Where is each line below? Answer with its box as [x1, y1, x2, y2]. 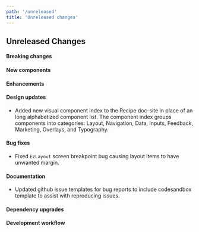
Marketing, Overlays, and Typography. [14, 126, 109, 133]
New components [6, 67, 51, 74]
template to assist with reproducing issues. [14, 192, 120, 199]
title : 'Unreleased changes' [6, 14, 78, 20]
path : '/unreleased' [6, 8, 58, 15]
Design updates [6, 93, 46, 101]
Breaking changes [6, 53, 52, 60]
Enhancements [6, 80, 45, 87]
